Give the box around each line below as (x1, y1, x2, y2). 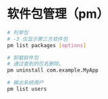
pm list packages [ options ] (7, 42, 87, 48)
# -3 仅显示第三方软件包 (7, 36, 68, 42)
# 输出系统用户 (7, 79, 44, 86)
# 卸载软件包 (7, 54, 39, 61)
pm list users (7, 86, 48, 93)
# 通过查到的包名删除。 (7, 61, 65, 68)
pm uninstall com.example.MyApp (7, 67, 98, 74)
